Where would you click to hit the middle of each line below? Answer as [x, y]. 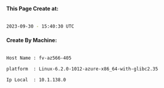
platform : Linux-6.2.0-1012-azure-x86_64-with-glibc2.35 [82, 69]
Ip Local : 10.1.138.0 [36, 80]
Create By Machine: [32, 40]
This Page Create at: [32, 8]
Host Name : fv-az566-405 [39, 58]
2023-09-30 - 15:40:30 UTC [40, 27]
